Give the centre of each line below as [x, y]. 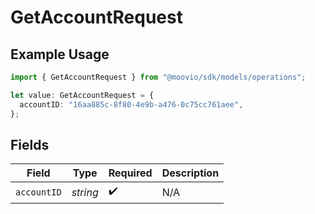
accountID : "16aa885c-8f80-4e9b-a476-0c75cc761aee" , [131, 104]
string [85, 192]
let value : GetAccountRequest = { [82, 95]
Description [190, 173]
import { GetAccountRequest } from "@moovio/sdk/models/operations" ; [158, 77]
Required [130, 173]
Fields [30, 144]
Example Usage [60, 54]
